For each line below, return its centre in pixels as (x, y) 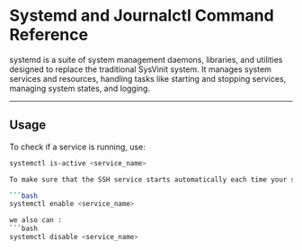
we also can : (36, 220)
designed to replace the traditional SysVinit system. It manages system (141, 69)
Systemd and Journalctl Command (142, 16)
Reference (49, 35)
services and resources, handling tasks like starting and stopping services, (148, 78)
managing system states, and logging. (80, 88)
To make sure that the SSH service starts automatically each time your (148, 179)
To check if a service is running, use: (77, 147)
